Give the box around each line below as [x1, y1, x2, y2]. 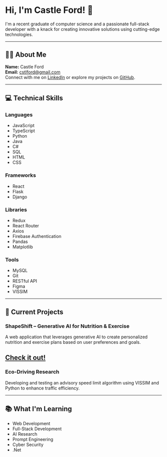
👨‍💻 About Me [5, 51, 47, 59]
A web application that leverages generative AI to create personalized [5, 334, 148, 340]
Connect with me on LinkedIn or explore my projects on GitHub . [5, 74, 136, 80]
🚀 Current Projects [5, 307, 64, 316]
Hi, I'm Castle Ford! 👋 [5, 4, 93, 16]
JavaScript [12, 123, 35, 129]
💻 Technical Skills [5, 94, 63, 102]
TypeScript [12, 128, 35, 134]
